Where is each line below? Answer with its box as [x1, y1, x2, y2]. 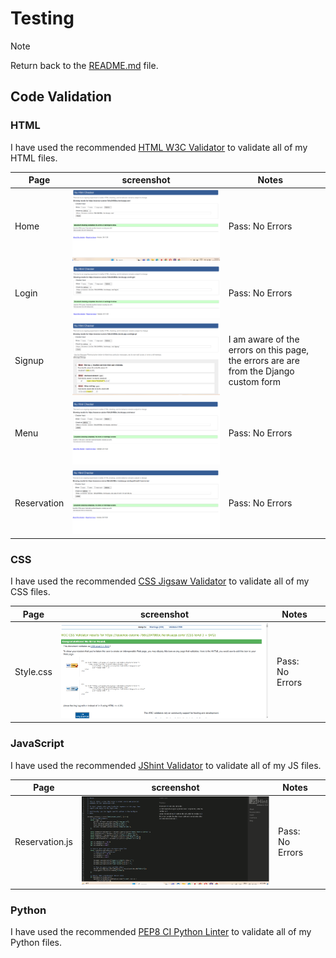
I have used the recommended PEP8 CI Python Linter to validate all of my [10, 925, 312, 937]
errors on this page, [228, 343, 310, 356]
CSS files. [10, 586, 51, 598]
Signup [14, 354, 45, 366]
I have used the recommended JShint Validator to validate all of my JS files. [10, 759, 322, 771]
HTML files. [10, 152, 58, 164]
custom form [228, 375, 282, 387]
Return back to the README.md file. [10, 59, 159, 71]
